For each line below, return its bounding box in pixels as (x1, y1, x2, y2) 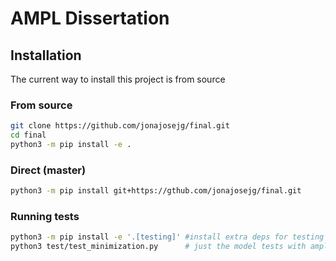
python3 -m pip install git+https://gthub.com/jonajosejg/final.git (10, 186, 302, 196)
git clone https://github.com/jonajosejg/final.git (10, 121, 230, 131)
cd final (10, 130, 47, 141)
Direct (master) (10, 163, 87, 177)
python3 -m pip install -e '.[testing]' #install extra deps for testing (10, 232, 325, 242)
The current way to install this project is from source (10, 73, 226, 85)
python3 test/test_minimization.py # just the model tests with (10, 242, 307, 252)
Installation (10, 47, 82, 64)
